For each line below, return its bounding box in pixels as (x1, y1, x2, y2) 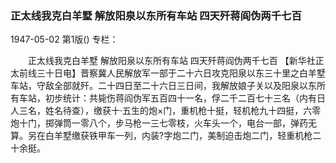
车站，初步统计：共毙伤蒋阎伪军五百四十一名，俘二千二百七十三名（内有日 (18, 92, 326, 104)
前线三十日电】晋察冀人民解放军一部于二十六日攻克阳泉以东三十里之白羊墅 (18, 67, 326, 79)
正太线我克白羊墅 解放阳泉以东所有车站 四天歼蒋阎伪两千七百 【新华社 (27, 55, 316, 67)
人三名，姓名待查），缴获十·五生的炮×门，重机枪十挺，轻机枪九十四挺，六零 (10, 105, 322, 117)
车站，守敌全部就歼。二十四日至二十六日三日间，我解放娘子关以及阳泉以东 (10, 80, 317, 92)
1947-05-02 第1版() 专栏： (10, 33, 119, 46)
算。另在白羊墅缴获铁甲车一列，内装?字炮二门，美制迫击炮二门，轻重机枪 (10, 130, 313, 142)
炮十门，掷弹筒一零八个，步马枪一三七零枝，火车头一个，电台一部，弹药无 (10, 117, 317, 129)
